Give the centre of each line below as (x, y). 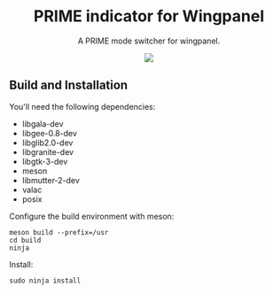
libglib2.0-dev (47, 143)
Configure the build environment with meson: (92, 216)
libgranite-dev (47, 151)
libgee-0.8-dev (50, 133)
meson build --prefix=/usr (59, 232)
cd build (25, 240)
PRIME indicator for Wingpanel (149, 16)
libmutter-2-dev (51, 180)
